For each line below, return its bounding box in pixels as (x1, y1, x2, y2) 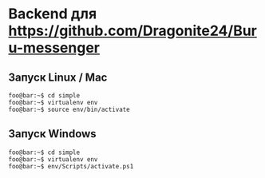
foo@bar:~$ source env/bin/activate (8, 105, 130, 113)
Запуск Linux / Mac (8, 70, 108, 84)
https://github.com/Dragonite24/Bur (8, 22, 257, 40)
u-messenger (8, 39, 100, 57)
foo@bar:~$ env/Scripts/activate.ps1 (8, 162, 134, 170)
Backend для (8, 5, 97, 23)
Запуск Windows (8, 127, 97, 140)
